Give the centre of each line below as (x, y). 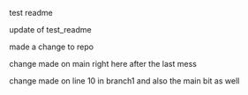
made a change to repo (52, 47)
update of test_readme (50, 29)
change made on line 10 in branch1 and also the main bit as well (124, 81)
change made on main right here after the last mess (103, 64)
